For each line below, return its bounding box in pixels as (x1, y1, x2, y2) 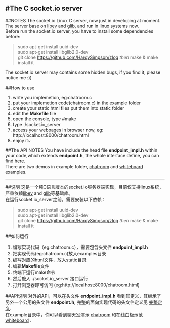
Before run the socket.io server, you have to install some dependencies (5, 28, 153, 34)
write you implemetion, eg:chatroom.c (12, 94, 92, 100)
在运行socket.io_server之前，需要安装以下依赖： (5, 196, 106, 202)
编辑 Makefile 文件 (12, 263, 50, 269)
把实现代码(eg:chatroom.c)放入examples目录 (12, 250, 106, 256)
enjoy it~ (12, 137, 31, 143)
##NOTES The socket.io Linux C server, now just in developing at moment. (5, 17, 161, 23)
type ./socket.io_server (12, 121, 61, 127)
